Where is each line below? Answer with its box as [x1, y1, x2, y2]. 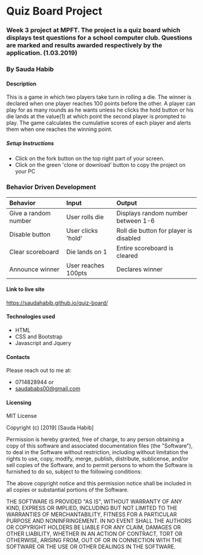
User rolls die [66, 212, 104, 221]
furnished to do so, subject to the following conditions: [6, 468, 142, 476]
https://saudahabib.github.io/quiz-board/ [6, 299, 108, 306]
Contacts [6, 353, 30, 360]
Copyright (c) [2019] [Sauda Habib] [6, 424, 94, 431]
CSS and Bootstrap [14, 332, 63, 340]
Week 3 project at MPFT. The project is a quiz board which [6, 26, 181, 35]
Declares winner [116, 265, 163, 274]
